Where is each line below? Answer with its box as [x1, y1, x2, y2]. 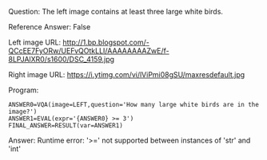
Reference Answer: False [8, 22, 91, 31]
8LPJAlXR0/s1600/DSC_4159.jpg [8, 55, 114, 64]
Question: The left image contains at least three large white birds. [8, 7, 224, 16]
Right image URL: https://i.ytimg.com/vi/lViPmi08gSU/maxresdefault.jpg [8, 70, 245, 79]
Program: [8, 85, 39, 95]
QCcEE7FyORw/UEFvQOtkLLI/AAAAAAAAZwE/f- [8, 46, 169, 55]
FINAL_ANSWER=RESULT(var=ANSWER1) [8, 122, 124, 130]
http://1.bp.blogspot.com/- [62, 37, 149, 47]
